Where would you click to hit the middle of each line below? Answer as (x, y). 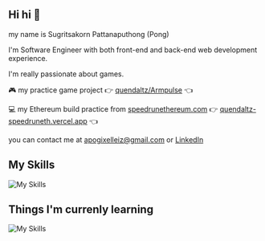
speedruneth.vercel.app (48, 120)
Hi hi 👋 (24, 15)
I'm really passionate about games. (66, 74)
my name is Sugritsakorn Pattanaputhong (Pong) (89, 34)
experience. (28, 58)
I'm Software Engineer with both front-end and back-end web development (133, 50)
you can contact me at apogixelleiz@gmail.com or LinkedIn (106, 139)
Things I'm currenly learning (81, 210)
